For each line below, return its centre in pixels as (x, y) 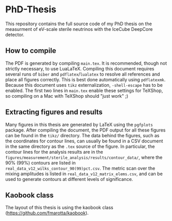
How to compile (31, 51)
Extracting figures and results (54, 112)
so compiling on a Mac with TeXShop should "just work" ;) (67, 96)
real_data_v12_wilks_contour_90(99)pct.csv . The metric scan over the (80, 168)
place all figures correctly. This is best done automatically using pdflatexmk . (85, 79)
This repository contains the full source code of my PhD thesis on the (79, 24)
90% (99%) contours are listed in (41, 162)
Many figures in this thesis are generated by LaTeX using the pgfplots (79, 124)
